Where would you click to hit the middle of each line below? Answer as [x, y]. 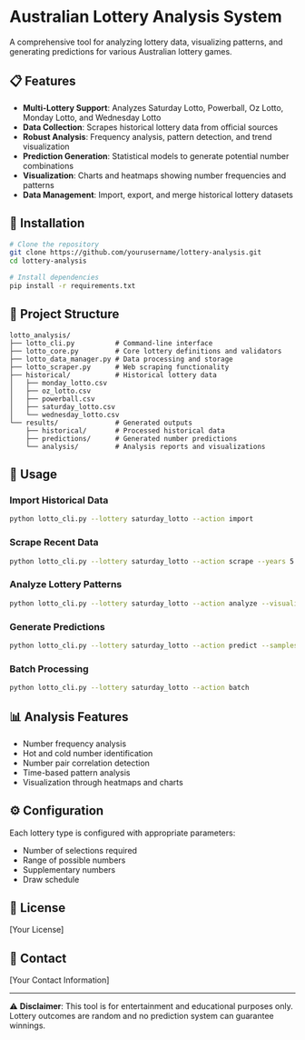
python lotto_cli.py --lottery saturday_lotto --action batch [129, 688]
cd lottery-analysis [49, 261]
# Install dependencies [54, 278]
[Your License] [37, 930]
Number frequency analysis [74, 744]
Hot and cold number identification [88, 753]
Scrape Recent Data [54, 543]
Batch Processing [49, 668]
